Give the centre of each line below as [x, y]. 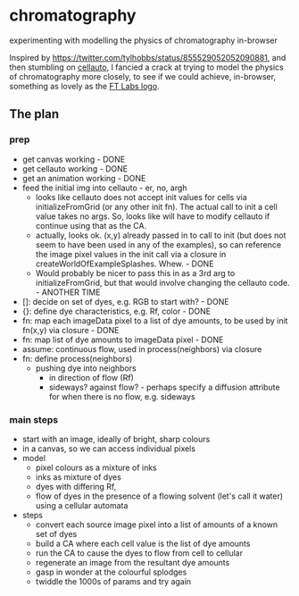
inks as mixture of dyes [79, 477]
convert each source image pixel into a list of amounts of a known [157, 525]
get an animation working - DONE [84, 178]
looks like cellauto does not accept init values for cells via [141, 197]
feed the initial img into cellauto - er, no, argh [104, 188]
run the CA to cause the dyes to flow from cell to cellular [139, 553]
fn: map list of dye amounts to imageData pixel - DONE [123, 340]
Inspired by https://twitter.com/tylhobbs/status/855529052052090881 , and [148, 57]
